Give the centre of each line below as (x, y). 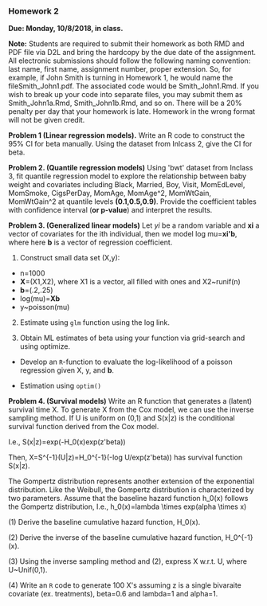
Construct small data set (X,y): (70, 258)
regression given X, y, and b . (67, 370)
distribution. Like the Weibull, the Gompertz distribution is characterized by (131, 490)
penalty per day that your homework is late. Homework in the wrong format (132, 111)
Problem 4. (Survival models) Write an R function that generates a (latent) (130, 401)
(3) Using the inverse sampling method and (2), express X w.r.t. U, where (128, 561)
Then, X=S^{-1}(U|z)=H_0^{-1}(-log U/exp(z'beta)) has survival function (126, 457)
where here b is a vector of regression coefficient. (90, 242)
